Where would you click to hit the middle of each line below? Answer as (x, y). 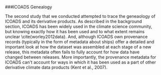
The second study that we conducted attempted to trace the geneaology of (80, 16)
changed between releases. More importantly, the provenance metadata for (81, 57)
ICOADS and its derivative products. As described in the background (73, 21)
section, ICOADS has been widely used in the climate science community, (79, 26)
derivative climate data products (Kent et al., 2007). (56, 67)
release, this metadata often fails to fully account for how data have (72, 52)
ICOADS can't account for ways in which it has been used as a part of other (80, 62)
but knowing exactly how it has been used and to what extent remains (75, 31)
